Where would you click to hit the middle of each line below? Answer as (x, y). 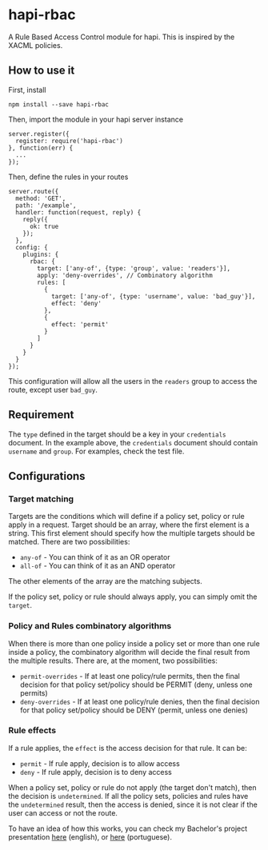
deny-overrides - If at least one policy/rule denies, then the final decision (140, 701)
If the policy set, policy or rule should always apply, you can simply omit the (133, 597)
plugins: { (41, 254)
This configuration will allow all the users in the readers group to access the (133, 381)
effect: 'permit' (80, 324)
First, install (27, 90)
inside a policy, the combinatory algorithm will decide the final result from (129, 652)
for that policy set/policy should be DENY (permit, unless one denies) (134, 710)
